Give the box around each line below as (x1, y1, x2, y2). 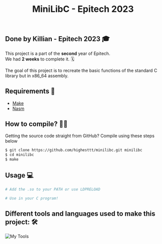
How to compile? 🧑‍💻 (5, 120, 68, 128)
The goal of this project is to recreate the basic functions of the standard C (5, 67, 158, 73)
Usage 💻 (5, 171, 34, 180)
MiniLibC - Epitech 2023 (32, 3, 134, 15)
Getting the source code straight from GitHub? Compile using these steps (5, 133, 155, 139)
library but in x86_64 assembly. (5, 73, 69, 79)
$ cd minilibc (5, 152, 35, 157)
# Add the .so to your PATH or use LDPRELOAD (5, 187, 100, 192)
